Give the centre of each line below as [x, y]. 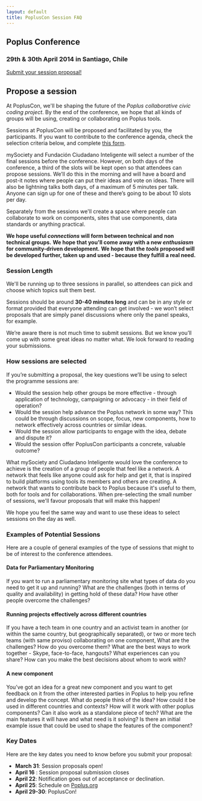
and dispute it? [33, 438]
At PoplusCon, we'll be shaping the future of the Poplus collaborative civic [99, 106]
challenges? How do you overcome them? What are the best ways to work [99, 647]
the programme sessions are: [43, 381]
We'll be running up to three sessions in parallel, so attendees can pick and [99, 284]
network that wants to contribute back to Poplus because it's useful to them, [101, 488]
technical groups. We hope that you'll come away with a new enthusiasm [100, 242]
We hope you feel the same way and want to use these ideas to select [93, 512]
